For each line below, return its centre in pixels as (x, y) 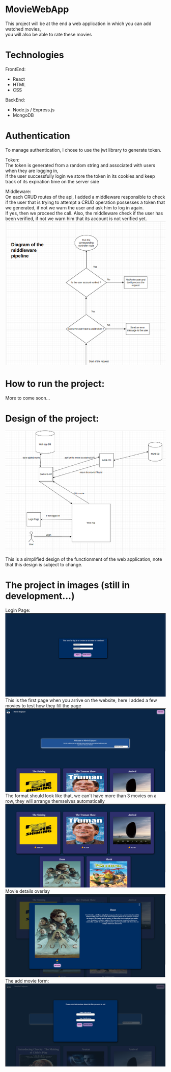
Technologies (35, 55)
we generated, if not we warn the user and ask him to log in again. (75, 207)
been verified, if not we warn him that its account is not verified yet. (76, 219)
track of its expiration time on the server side (52, 181)
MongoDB (23, 115)
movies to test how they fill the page (43, 705)
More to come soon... (28, 398)
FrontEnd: (16, 69)
